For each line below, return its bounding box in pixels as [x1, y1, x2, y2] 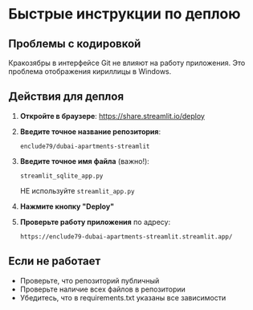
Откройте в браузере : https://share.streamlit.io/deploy [19, 111, 205, 120]
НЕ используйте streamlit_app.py [19, 186, 135, 195]
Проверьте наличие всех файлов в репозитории [19, 284, 186, 294]
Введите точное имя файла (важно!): [19, 156, 150, 165]
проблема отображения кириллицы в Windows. [8, 67, 172, 76]
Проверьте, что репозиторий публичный [19, 275, 160, 285]
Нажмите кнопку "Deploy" [19, 202, 115, 211]
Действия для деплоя [8, 90, 124, 104]
